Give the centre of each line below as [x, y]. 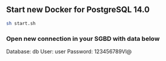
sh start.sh [21, 23]
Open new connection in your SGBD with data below [83, 38]
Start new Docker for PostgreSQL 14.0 [78, 10]
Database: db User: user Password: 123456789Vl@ [69, 51]
